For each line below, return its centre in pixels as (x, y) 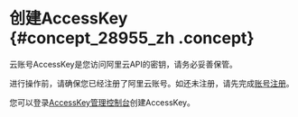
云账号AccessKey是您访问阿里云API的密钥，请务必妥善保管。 (123, 64)
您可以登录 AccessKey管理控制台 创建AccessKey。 (102, 102)
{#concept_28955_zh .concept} (132, 38)
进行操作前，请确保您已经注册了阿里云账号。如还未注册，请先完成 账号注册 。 (152, 83)
